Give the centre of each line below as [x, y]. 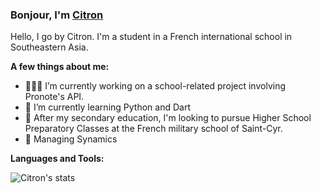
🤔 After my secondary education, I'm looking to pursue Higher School [168, 118]
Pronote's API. [54, 97]
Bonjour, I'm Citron [57, 15]
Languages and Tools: [57, 159]
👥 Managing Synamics [71, 139]
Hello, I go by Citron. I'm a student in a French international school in [151, 37]
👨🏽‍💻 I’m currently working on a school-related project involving [155, 86]
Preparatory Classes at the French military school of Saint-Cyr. [153, 129]
